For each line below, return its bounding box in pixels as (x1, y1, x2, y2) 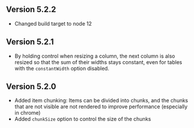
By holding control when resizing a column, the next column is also (14, 52, 175, 59)
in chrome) (14, 109, 41, 116)
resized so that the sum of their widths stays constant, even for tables (14, 58, 182, 66)
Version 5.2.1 (6, 37, 54, 47)
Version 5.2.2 (6, 5, 57, 15)
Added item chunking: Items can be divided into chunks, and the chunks (14, 97, 188, 104)
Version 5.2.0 (6, 81, 57, 92)
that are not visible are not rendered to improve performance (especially (14, 103, 188, 110)
